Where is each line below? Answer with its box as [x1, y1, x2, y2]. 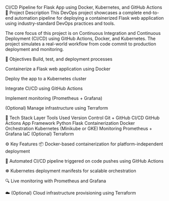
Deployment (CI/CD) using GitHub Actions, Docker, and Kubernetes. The [5, 35, 156, 41]
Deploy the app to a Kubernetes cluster [5, 76, 87, 81]
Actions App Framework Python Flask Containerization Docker [5, 120, 135, 126]
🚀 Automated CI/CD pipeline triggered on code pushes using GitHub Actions [5, 158, 164, 164]
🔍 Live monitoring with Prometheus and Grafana [5, 178, 106, 184]
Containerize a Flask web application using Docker [5, 66, 111, 72]
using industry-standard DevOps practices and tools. [5, 20, 116, 26]
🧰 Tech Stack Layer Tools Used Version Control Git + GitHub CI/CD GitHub [5, 115, 160, 121]
